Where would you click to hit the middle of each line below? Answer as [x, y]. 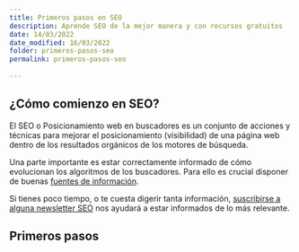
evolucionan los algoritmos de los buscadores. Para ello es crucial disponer [149, 171]
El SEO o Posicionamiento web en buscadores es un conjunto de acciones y [150, 126]
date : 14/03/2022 [42, 34]
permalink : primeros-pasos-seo [68, 59]
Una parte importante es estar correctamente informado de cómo [131, 161]
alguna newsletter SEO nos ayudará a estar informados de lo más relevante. [149, 208]
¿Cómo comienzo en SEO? [84, 104]
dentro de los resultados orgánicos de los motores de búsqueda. [129, 144]
